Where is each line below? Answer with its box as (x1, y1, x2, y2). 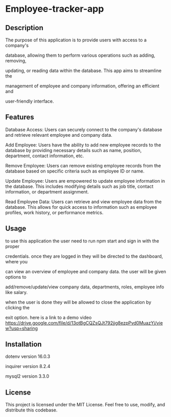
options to (5, 274, 27, 280)
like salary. (5, 289, 28, 295)
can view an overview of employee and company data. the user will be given (5, 268, 166, 275)
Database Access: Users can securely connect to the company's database (5, 126, 162, 133)
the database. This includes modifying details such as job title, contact (5, 183, 154, 189)
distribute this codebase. (5, 407, 58, 413)
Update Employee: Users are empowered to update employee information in (5, 178, 165, 184)
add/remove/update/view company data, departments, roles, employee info (5, 284, 164, 290)
